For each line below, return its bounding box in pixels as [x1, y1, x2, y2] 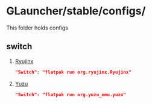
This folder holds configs [6, 24, 68, 31]
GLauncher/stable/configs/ [6, 4, 146, 18]
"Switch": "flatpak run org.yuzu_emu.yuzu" [14, 91, 127, 97]
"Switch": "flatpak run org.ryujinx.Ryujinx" [14, 69, 131, 75]
